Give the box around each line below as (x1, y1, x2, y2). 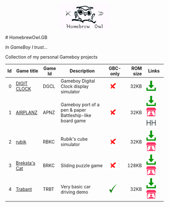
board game (60, 118, 86, 124)
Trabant (16, 186, 32, 192)
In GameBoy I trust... (5, 44, 48, 50)
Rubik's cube (60, 136, 88, 142)
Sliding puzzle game (60, 163, 103, 168)
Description (69, 68, 95, 74)
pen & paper (60, 107, 87, 113)
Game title (16, 68, 39, 74)
